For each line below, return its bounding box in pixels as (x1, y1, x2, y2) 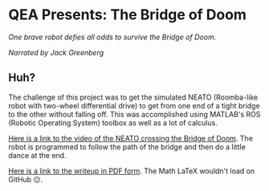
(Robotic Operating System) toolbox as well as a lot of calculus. (8, 118, 218, 128)
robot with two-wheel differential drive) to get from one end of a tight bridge (8, 100, 260, 110)
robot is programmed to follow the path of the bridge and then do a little (8, 142, 247, 152)
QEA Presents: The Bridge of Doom (8, 6, 247, 24)
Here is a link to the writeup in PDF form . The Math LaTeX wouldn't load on (8, 166, 255, 176)
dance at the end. (8, 150, 67, 160)
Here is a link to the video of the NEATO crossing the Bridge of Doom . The (8, 133, 253, 143)
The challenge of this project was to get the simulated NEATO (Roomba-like (8, 92, 259, 102)
